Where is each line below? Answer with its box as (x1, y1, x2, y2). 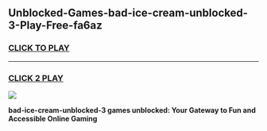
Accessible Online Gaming (8, 114, 98, 123)
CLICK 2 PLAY (8, 72, 64, 83)
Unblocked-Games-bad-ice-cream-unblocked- (8, 6, 249, 20)
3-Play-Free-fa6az (8, 19, 103, 33)
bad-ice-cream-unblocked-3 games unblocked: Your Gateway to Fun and (8, 105, 257, 114)
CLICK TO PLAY (8, 43, 70, 54)
